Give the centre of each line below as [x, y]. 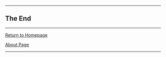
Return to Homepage [26, 35]
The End [18, 18]
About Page [17, 44]
